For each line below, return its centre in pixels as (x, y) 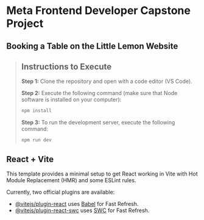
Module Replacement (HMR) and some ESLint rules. (71, 180)
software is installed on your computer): (71, 100)
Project (25, 23)
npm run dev (36, 140)
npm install (36, 111)
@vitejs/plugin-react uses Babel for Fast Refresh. (77, 204)
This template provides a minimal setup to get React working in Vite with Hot (102, 174)
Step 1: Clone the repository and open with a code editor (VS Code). (107, 81)
